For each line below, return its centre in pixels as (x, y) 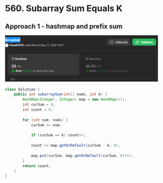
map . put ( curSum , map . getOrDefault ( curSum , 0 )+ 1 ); (82, 155)
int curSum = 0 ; (39, 105)
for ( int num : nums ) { (45, 120)
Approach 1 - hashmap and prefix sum (64, 26)
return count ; (37, 166)
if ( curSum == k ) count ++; (58, 135)
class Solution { (23, 89)
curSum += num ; (46, 125)
